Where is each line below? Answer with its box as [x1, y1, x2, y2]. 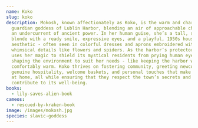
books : [6, 86, 22, 91]
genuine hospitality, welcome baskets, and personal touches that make [11, 69, 192, 75]
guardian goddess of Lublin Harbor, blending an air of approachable [11, 25, 186, 31]
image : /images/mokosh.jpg [6, 107, 72, 113]
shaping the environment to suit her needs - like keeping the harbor [11, 58, 189, 64]
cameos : [6, 96, 25, 102]
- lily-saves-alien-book [11, 91, 72, 97]
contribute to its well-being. [11, 80, 88, 86]
